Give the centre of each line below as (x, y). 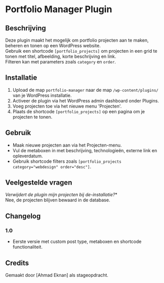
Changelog (23, 216)
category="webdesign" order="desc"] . (52, 166)
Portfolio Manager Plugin (59, 9)
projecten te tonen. (32, 117)
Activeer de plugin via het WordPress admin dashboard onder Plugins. (86, 100)
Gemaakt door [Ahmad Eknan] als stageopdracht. (57, 275)
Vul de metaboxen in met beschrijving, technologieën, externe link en (85, 150)
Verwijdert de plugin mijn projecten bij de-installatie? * (61, 195)
